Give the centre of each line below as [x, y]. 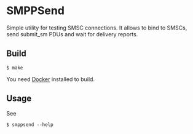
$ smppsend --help [30, 124]
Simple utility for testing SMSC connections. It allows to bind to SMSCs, [97, 28]
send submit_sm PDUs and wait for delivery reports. [72, 34]
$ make [15, 68]
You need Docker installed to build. [51, 79]
